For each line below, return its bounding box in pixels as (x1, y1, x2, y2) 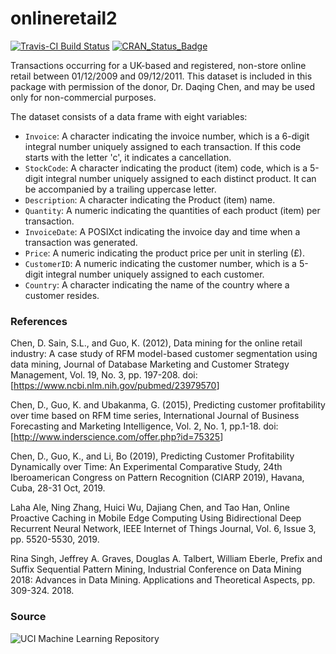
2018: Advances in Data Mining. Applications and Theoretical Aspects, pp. (10, 574, 316, 586)
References (10, 314, 68, 328)
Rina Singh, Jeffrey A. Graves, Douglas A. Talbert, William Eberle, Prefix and (10, 553, 323, 565)
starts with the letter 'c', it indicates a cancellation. (24, 151, 232, 163)
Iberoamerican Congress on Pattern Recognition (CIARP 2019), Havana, (10, 472, 305, 484)
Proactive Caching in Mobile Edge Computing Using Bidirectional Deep (10, 512, 302, 524)
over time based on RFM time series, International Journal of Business (10, 410, 300, 422)
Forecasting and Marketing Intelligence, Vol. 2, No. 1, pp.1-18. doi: (10, 420, 279, 432)
